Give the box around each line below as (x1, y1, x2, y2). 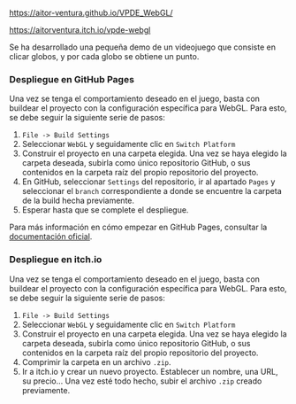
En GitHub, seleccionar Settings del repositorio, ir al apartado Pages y (21, 176, 276, 187)
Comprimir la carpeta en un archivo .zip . (21, 356, 171, 367)
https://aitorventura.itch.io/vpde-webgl (9, 25, 151, 35)
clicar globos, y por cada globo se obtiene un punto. (9, 51, 200, 61)
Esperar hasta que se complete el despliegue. (21, 205, 189, 215)
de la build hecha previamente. (21, 195, 135, 206)
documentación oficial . (9, 231, 93, 242)
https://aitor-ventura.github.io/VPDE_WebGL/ (9, 8, 174, 18)
